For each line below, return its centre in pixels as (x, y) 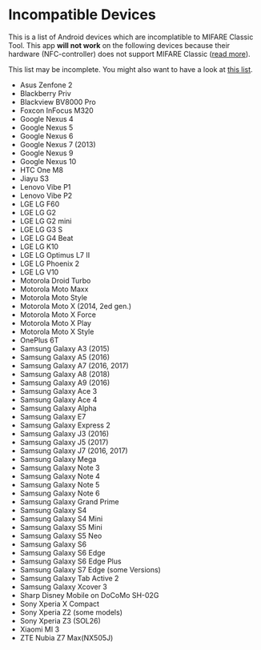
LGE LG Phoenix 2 (50, 263)
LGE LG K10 (39, 247)
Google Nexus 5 (46, 127)
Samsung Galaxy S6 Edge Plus (70, 561)
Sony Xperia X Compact (60, 604)
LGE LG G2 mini (46, 221)
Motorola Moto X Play (56, 323)
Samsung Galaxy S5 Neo (61, 536)
